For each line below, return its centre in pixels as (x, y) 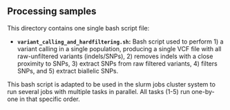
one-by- (203, 91)
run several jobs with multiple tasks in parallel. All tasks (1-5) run (98, 91)
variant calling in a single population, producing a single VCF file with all (119, 48)
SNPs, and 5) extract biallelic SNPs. (68, 71)
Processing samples (52, 11)
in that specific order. (50, 99)
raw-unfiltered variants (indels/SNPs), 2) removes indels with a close (115, 56)
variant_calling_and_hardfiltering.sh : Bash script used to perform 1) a (120, 42)
